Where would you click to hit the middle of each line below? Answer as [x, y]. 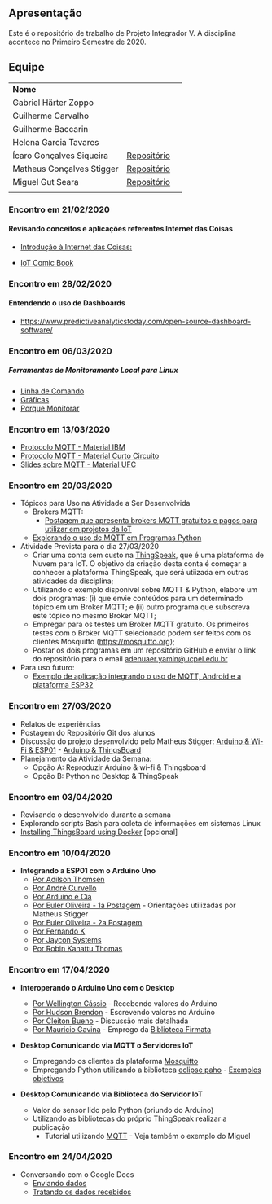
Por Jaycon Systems [67, 940]
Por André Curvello [64, 888]
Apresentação [46, 13]
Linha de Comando [52, 391]
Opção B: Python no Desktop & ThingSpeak [105, 776]
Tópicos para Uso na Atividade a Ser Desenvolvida [105, 503]
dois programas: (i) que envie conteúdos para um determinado [138, 599]
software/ [36, 330]
